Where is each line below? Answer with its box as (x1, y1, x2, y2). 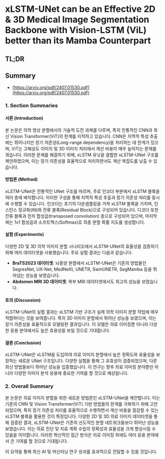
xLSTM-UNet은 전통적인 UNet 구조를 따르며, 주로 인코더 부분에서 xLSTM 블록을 (5, 188, 160, 194)
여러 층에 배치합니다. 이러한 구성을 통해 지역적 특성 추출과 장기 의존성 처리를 (5, 194, 151, 200)
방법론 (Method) (5, 177, 38, 183)
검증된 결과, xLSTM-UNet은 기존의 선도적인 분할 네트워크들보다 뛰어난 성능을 (10, 419, 159, 425)
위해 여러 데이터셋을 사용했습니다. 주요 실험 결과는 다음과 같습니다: (5, 249, 133, 255)
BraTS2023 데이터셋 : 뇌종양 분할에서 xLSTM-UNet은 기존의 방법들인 (12, 260, 147, 266)
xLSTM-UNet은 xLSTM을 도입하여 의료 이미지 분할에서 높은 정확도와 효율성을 (5, 352, 155, 358)
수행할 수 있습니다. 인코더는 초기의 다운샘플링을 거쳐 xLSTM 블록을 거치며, (10, 200, 153, 206)
